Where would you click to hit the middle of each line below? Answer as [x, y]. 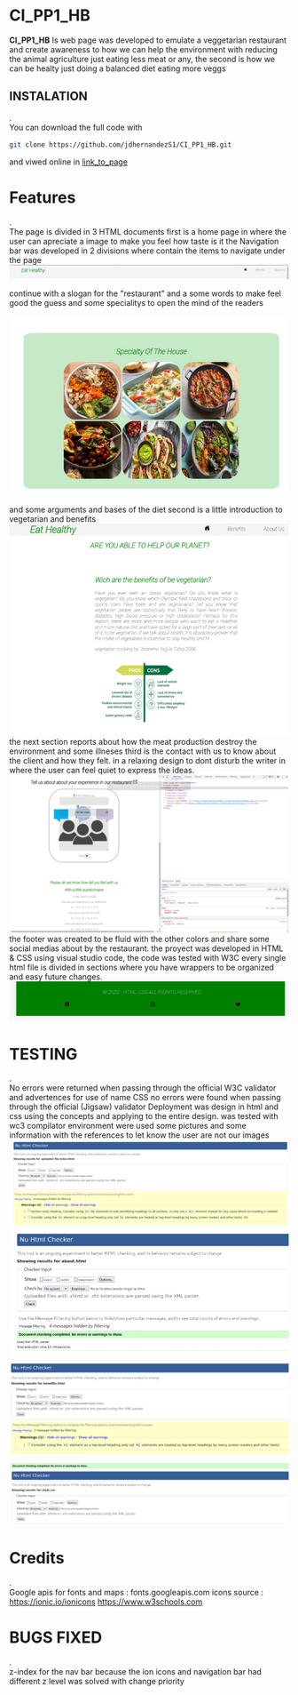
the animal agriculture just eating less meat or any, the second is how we [142, 59]
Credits [37, 1558]
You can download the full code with [76, 127]
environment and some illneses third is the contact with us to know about [143, 751]
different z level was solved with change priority [97, 1681]
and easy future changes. [56, 976]
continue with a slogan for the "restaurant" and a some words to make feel [145, 293]
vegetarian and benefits [53, 519]
